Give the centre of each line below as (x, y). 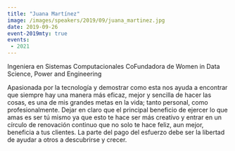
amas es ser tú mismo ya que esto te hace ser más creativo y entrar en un (115, 117)
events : (19, 40)
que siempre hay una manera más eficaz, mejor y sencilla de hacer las (109, 95)
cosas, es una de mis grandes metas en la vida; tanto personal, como (108, 102)
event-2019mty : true (38, 33)
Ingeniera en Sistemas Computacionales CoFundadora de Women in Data (114, 66)
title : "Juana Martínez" (44, 14)
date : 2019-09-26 (33, 27)
